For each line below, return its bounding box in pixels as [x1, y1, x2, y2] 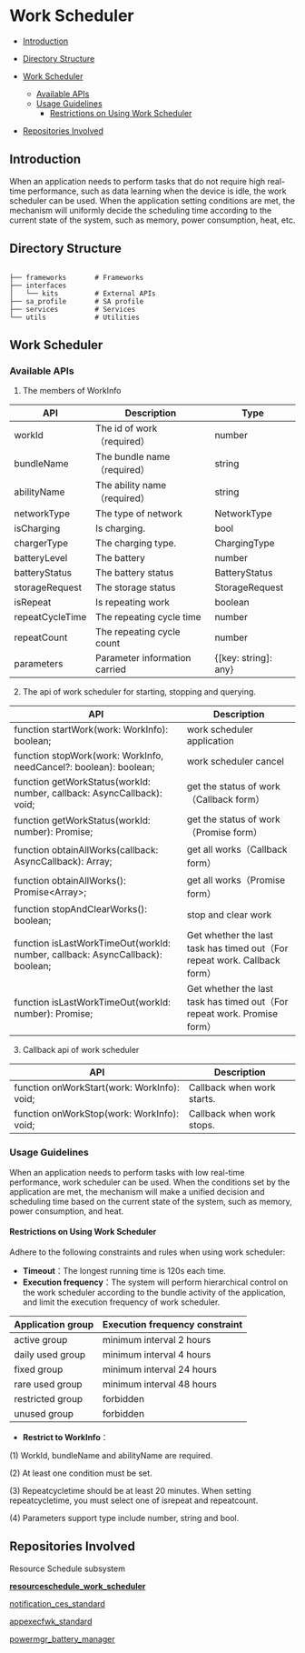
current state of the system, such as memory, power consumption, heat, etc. [9, 215, 296, 225]
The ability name [94, 479, 167, 492]
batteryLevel [14, 552, 68, 565]
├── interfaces [9, 281, 67, 290]
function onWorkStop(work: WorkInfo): [14, 1107, 180, 1120]
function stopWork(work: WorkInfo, [14, 749, 164, 762]
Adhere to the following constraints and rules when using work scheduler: [9, 1247, 286, 1257]
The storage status [94, 581, 176, 594]
